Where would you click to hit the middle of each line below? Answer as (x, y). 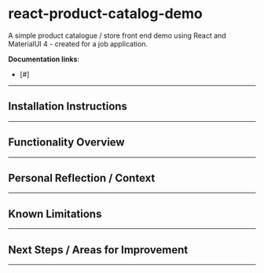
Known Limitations (55, 214)
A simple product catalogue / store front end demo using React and (117, 35)
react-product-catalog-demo (105, 14)
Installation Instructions (68, 107)
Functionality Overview (66, 142)
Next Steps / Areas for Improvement (98, 250)
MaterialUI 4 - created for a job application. (78, 43)
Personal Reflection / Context (82, 178)
